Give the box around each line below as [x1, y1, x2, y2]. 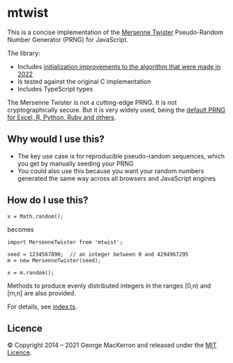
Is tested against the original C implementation [17, 77, 151, 85]
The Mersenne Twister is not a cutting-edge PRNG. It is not [7, 98, 177, 106]
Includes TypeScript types [17, 84, 93, 93]
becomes [7, 225, 34, 233]
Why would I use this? [7, 133, 105, 145]
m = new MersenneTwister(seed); [7, 257, 101, 264]
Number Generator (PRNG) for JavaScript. [7, 35, 128, 43]
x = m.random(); [7, 269, 54, 276]
